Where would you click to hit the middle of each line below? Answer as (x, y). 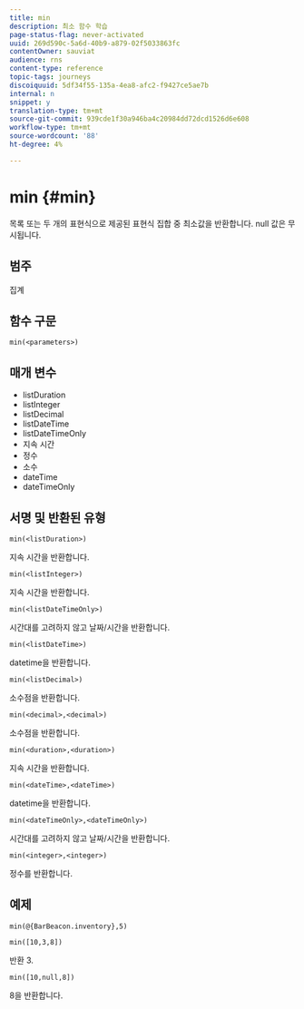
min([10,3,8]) (36, 942)
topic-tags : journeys (50, 77)
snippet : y (30, 102)
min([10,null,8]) (42, 977)
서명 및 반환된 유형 (58, 518)
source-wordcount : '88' (54, 136)
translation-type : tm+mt (56, 111)
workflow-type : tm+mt (50, 128)
